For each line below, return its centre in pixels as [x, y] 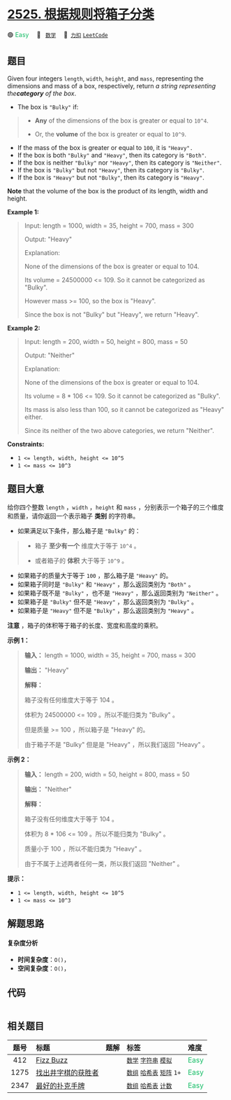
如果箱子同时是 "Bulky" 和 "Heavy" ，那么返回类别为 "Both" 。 [106, 584]
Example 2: [24, 328]
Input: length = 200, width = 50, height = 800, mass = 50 [106, 341]
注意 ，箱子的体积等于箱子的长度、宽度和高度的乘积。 [84, 625]
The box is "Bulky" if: [48, 106]
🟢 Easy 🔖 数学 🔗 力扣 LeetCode [58, 34]
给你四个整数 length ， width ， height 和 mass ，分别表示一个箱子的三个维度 [115, 507]
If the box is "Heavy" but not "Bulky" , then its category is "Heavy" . [111, 177]
